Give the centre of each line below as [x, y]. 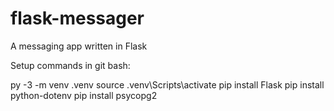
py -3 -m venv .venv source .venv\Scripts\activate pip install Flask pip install [167, 84]
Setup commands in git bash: [70, 65]
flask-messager [77, 18]
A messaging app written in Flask [79, 46]
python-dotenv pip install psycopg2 [84, 95]
